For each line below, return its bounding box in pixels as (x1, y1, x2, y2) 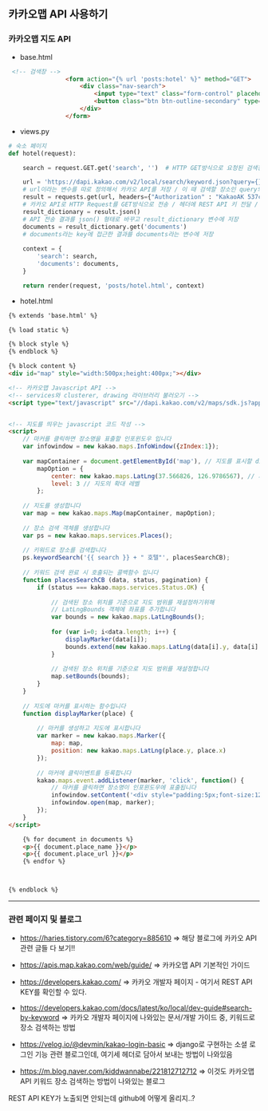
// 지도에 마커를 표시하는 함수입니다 (22, 702, 126, 710)
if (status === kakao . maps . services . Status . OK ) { (37, 583, 205, 591)
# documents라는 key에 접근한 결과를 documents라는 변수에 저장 (22, 230, 214, 238)
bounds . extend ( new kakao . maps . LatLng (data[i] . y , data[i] (65, 642, 259, 650)
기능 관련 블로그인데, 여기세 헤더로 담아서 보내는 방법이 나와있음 (34, 1050, 233, 1059)
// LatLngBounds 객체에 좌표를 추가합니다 (50, 606, 176, 614)
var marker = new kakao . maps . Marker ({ (37, 732, 166, 740)
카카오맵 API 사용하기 (8, 7, 108, 22)
